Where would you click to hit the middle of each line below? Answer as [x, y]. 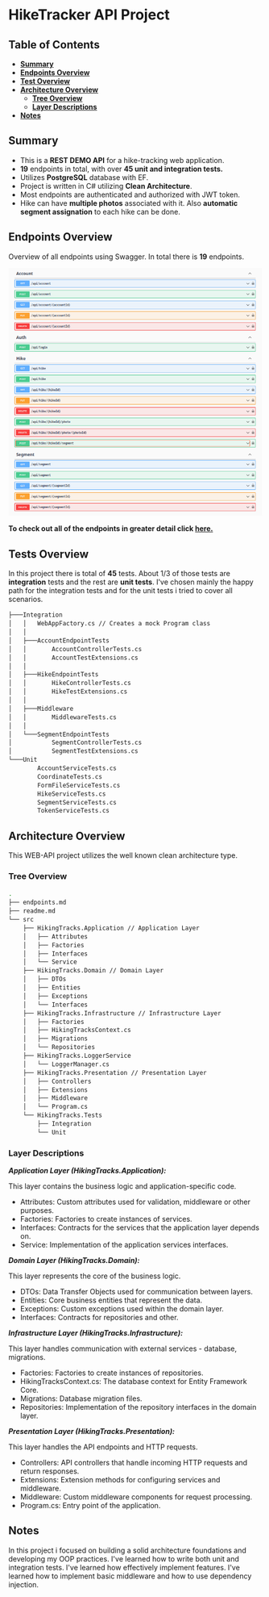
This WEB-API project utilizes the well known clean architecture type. [123, 855]
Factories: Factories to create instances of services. [106, 1219]
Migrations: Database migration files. [81, 1398]
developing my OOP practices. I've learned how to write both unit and [124, 1558]
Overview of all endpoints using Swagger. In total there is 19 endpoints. [126, 257]
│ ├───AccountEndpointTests [59, 640]
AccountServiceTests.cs [77, 768]
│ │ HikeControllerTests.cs [70, 684]
